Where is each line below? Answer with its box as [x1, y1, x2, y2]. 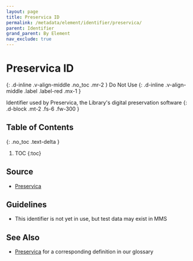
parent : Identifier [6, 25, 55, 31]
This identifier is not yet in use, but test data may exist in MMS [14, 215, 167, 223]
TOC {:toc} [14, 149, 42, 157]
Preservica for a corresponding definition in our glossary [14, 248, 154, 255]
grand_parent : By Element [6, 31, 70, 37]
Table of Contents [6, 123, 74, 133]
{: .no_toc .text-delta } [6, 138, 60, 145]
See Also [6, 232, 40, 243]
